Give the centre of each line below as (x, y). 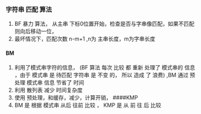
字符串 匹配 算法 (29, 9)
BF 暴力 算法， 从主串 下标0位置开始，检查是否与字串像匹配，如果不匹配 (104, 24)
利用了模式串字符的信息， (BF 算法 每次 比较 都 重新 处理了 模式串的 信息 (105, 67)
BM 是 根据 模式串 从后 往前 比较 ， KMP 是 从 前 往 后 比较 (88, 105)
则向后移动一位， (36, 31)
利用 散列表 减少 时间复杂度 (48, 90)
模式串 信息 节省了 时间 (55, 82)
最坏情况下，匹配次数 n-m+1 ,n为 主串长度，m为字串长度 (85, 39)
